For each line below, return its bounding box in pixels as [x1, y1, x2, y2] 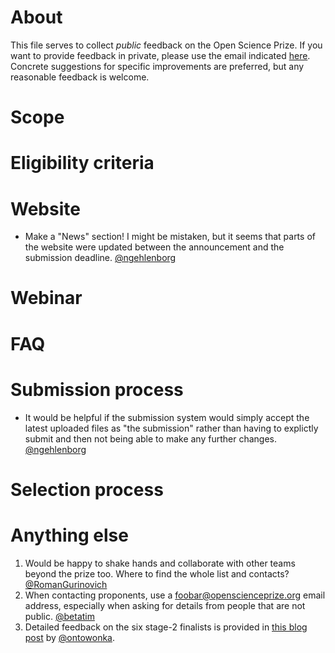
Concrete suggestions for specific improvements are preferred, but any [10, 60, 305, 72]
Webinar [10, 287, 83, 310]
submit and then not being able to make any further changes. [24, 432, 277, 445]
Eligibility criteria [10, 152, 155, 175]
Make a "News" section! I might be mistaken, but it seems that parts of [24, 231, 316, 243]
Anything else [10, 524, 129, 546]
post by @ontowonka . [24, 631, 116, 643]
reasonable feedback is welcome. [10, 71, 150, 83]
